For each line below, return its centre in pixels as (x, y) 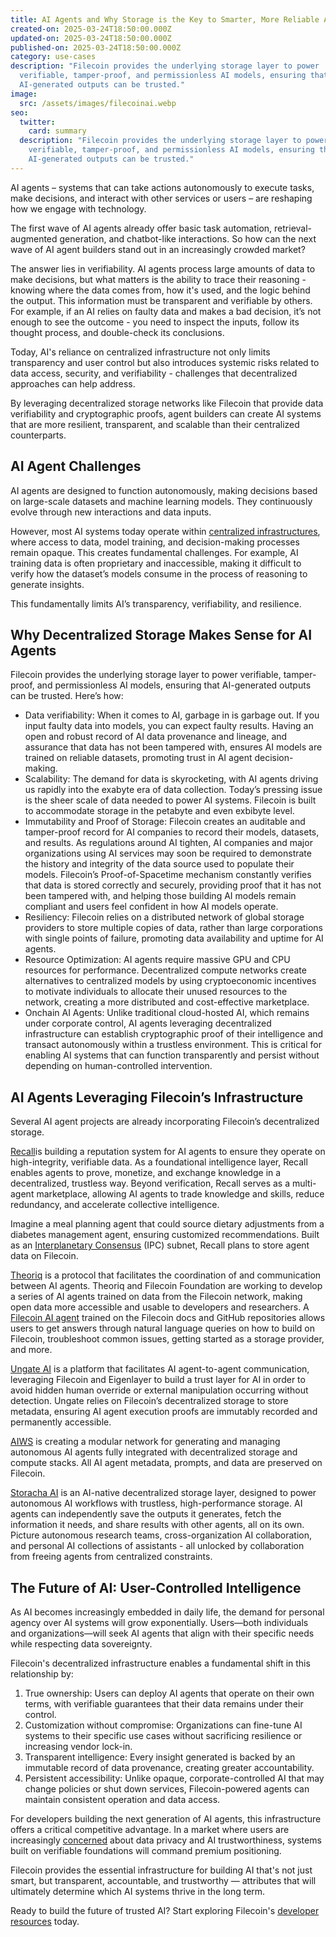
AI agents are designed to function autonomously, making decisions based (164, 490)
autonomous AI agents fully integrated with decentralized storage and (154, 1452)
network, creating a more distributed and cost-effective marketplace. (167, 1002)
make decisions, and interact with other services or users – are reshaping (161, 198)
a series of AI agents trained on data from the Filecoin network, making (156, 1297)
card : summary (57, 131)
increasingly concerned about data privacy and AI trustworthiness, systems (166, 1840)
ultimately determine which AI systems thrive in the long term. (138, 1891)
